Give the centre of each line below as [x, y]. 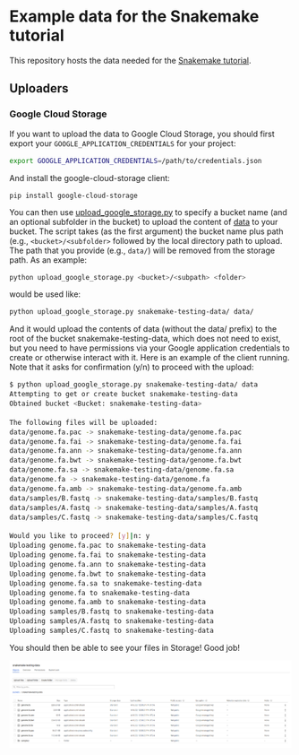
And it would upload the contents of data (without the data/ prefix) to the [143, 329]
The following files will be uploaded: [84, 422]
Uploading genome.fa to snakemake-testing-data [100, 593]
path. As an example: [48, 260]
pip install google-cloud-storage [74, 195]
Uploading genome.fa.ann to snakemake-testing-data [107, 564]
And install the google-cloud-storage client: [90, 178]
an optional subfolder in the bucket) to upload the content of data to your [144, 221]
